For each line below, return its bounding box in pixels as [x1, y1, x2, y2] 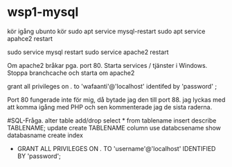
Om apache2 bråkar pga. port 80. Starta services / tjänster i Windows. [7, 61, 208, 69]
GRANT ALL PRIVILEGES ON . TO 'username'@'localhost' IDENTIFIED [17, 144, 216, 152]
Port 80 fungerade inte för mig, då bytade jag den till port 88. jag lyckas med [7, 95, 226, 104]
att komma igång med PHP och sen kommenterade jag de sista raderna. [7, 103, 213, 111]
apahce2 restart [7, 34, 53, 42]
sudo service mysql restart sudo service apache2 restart [7, 48, 169, 56]
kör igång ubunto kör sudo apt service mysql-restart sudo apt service [7, 27, 206, 35]
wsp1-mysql [7, 4, 79, 20]
